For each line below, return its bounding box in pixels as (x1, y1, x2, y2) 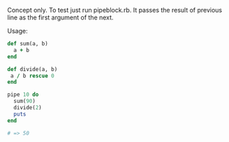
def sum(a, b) (7, 40, 49, 47)
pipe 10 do (7, 91, 39, 98)
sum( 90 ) (13, 97, 36, 105)
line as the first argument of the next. (7, 13, 114, 22)
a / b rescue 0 (10, 72, 54, 79)
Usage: (7, 27, 28, 35)
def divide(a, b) (7, 65, 58, 72)
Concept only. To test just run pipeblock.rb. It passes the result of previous (7, 6, 223, 14)
